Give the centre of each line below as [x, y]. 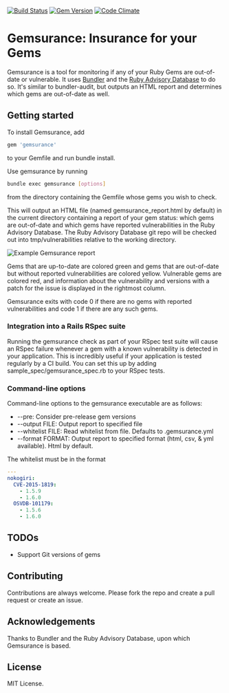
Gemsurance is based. [39, 646]
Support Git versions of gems [59, 554]
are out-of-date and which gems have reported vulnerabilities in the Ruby [111, 225]
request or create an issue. [45, 600]
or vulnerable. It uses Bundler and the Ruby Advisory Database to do [118, 79]
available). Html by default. [55, 446]
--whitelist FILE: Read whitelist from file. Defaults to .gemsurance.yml [115, 431]
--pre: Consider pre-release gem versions [76, 417]
